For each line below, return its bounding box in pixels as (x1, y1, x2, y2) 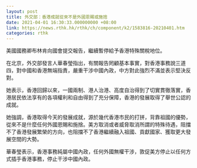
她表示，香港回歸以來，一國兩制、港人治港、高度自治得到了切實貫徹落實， (6, 87, 186, 94)
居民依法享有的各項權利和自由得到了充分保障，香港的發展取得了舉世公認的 (11, 94, 191, 101)
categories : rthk (6, 30, 49, 36)
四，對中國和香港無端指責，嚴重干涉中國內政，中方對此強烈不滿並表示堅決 (6, 67, 186, 74)
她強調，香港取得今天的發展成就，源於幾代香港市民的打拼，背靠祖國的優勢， (6, 114, 191, 121)
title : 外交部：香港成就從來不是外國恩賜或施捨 (6, 14, 108, 20)
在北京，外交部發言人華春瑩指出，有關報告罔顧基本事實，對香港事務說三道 (6, 60, 186, 67)
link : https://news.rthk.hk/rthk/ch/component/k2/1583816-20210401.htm (6, 25, 185, 31)
